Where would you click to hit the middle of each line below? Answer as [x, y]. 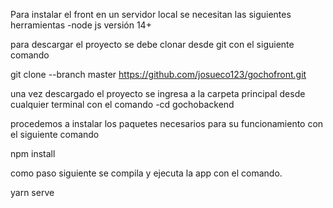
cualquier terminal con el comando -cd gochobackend [122, 104]
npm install [33, 153]
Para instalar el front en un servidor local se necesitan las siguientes [151, 14]
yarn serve [32, 192]
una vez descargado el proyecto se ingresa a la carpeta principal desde [158, 93]
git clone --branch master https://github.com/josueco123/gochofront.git [158, 74]
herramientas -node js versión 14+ [81, 25]
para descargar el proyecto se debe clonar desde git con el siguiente [152, 44]
